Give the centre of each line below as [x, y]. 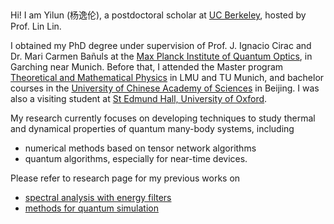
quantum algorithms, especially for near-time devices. [136, 158]
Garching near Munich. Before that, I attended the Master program [147, 67]
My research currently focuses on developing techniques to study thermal [163, 118]
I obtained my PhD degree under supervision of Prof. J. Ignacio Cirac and [161, 45]
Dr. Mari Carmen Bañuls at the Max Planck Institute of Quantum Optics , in [161, 56]
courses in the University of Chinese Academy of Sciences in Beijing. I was [165, 88]
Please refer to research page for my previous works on [125, 178]
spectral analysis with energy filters [98, 197]
